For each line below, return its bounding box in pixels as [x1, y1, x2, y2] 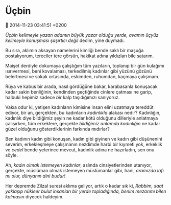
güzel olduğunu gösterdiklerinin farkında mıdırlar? [5, 126, 110, 132]
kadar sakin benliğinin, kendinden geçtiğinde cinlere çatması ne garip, [5, 88, 152, 95]
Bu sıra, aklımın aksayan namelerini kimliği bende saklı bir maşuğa [5, 47, 144, 53]
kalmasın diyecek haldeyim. [5, 193, 64, 199]
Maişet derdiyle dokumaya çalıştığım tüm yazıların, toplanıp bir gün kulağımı [5, 62, 164, 69]
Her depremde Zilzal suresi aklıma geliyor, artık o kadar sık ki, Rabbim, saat [5, 183, 163, 189]
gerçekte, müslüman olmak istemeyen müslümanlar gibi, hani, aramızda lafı [5, 167, 164, 173]
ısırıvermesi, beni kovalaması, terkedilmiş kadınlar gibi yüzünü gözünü [5, 68, 152, 74]
